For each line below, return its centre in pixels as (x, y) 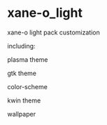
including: (22, 46)
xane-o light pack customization (53, 32)
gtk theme (22, 73)
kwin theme (24, 100)
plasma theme (28, 59)
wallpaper (22, 114)
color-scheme (27, 86)
